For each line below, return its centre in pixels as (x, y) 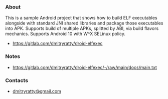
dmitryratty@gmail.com (37, 91)
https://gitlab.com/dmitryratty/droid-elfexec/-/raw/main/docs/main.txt (85, 67)
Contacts (17, 80)
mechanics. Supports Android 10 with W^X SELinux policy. (65, 34)
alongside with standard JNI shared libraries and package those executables (84, 23)
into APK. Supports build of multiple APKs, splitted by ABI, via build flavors (82, 28)
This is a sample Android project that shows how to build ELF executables (81, 18)
